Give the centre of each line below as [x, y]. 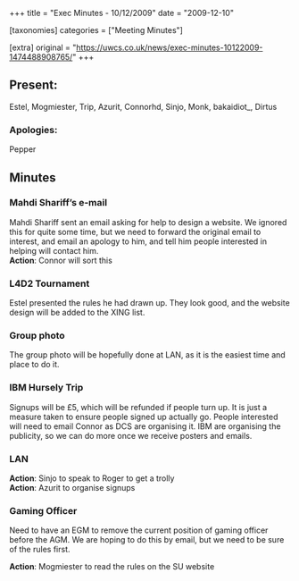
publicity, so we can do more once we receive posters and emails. [131, 435]
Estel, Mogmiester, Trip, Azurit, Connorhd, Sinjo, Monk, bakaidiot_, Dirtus [143, 106]
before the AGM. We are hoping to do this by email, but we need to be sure [147, 540]
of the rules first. [40, 550]
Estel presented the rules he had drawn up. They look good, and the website [149, 303]
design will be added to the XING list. [77, 313]
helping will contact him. [54, 250]
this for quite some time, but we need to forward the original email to [135, 232]
